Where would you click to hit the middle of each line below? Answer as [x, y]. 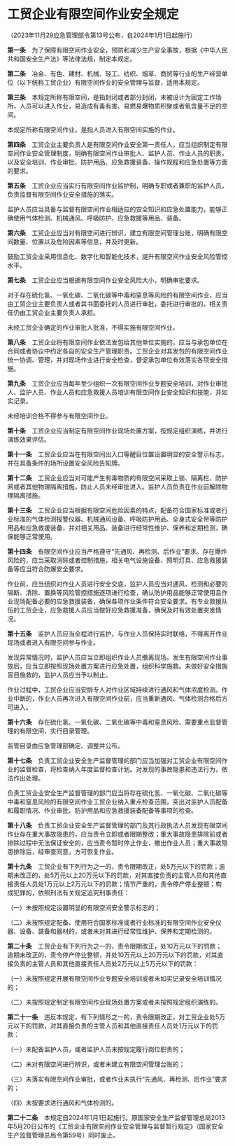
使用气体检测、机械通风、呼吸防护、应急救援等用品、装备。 [99, 218]
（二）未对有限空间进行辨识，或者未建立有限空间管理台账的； [96, 1064]
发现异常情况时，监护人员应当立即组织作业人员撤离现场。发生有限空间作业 [114, 657]
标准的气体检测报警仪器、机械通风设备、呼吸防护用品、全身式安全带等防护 [120, 519]
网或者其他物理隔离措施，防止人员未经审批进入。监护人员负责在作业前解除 [114, 487]
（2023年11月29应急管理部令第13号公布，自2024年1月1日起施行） [102, 35]
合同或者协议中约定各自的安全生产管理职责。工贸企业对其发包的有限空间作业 [117, 351]
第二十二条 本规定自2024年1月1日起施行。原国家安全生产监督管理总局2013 [116, 1117]
